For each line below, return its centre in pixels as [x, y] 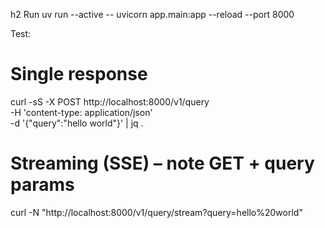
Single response [79, 74]
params [42, 185]
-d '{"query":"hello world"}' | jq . [77, 123]
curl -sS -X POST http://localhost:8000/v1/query [110, 101]
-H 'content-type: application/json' [81, 112]
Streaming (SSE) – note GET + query [162, 163]
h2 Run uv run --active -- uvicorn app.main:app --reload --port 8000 [152, 14]
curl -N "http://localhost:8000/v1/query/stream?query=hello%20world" [156, 212]
